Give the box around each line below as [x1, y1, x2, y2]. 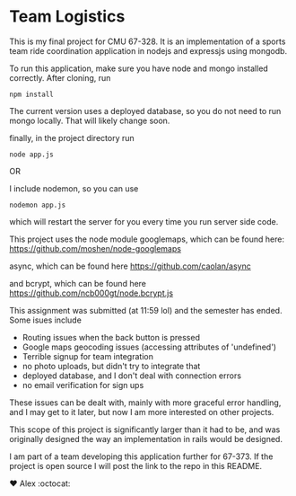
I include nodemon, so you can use [9, 182, 139, 194]
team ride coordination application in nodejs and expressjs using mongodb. [9, 45, 288, 56]
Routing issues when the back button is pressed [22, 332, 200, 342]
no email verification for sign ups [22, 379, 144, 390]
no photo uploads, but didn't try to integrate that [22, 360, 201, 371]
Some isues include [9, 314, 83, 325]
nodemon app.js [9, 200, 66, 209]
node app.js [9, 150, 54, 159]
